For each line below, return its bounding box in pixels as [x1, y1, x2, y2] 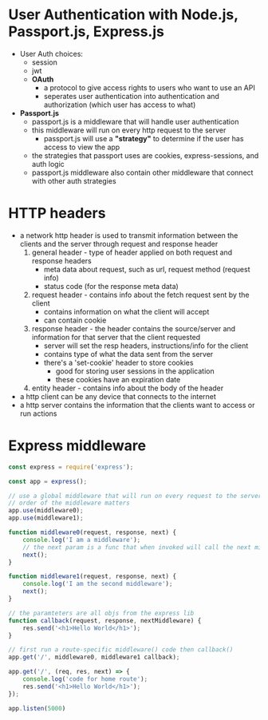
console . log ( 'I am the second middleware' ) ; [22, 580, 173, 588]
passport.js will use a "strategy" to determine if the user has [43, 133, 244, 143]
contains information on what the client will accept [43, 307, 210, 316]
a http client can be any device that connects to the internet [19, 391, 217, 401]
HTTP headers [8, 204, 106, 223]
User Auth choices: [19, 49, 84, 58]
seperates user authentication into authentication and [43, 91, 219, 101]
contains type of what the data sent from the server [43, 349, 214, 358]
